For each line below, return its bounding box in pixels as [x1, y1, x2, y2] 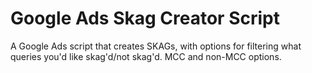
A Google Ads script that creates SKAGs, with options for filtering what [10, 40, 302, 52]
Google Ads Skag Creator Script [10, 7, 280, 30]
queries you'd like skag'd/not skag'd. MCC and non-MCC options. [10, 50, 282, 62]
